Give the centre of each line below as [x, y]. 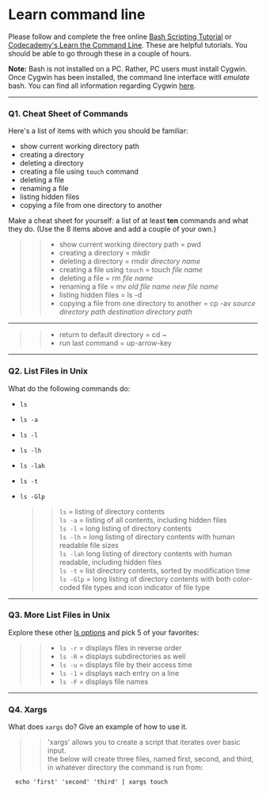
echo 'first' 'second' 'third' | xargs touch [92, 782]
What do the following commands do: [69, 388]
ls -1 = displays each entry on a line [119, 673]
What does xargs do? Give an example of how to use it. [98, 727]
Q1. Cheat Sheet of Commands [68, 113]
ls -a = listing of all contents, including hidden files [143, 520]
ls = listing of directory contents [112, 511]
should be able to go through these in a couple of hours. [100, 53]
